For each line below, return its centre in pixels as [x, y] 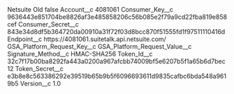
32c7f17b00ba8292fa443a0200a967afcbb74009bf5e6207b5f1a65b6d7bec [116, 61]
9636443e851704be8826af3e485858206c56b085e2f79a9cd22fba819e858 [117, 17]
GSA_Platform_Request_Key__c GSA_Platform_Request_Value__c [100, 46]
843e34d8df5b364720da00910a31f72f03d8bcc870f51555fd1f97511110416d [116, 32]
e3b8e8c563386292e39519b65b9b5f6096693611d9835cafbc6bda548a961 [117, 76]
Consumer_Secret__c [49, 24]
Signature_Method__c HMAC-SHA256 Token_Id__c [80, 54]
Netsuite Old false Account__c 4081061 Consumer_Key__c [90, 9]
